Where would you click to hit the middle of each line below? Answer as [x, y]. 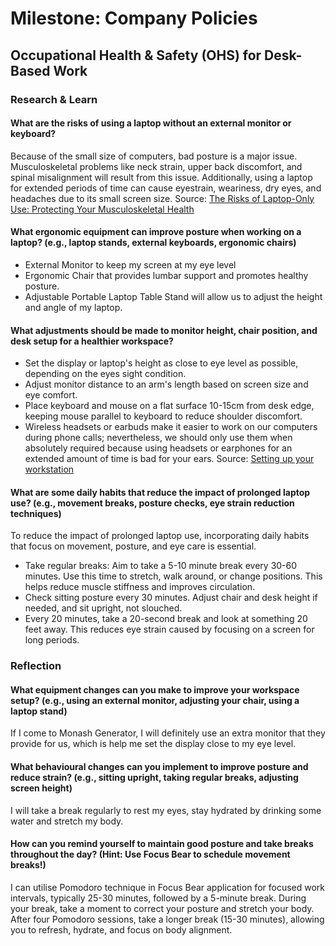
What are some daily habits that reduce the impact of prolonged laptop [160, 492]
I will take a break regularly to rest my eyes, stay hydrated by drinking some [166, 810]
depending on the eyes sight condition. [105, 374]
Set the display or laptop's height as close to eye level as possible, [161, 363]
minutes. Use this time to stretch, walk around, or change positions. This [173, 576]
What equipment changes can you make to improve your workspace [155, 689]
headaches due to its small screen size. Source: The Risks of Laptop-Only [162, 198]
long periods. [52, 640]
